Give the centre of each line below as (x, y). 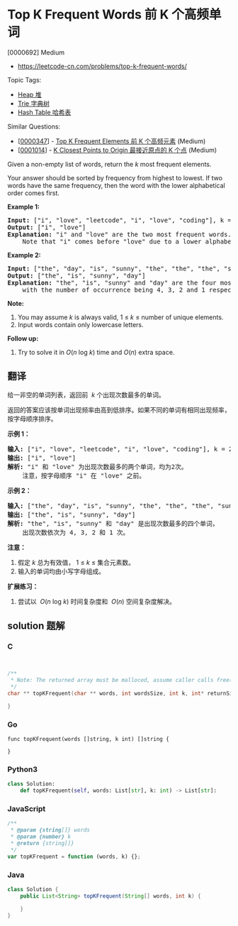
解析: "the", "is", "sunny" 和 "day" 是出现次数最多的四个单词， (113, 523)
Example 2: (24, 255)
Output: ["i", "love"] (47, 227)
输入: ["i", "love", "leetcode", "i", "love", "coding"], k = (116, 449)
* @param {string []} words (50, 830)
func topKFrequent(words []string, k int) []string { (89, 739)
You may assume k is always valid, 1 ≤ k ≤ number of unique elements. (120, 317)
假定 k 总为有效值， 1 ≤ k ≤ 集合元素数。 (76, 562)
